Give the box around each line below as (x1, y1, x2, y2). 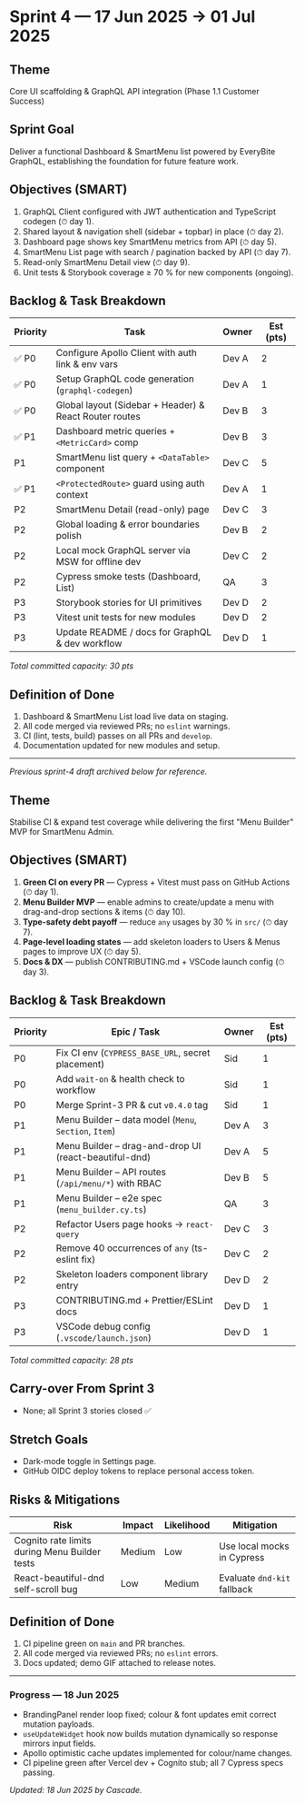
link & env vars (55, 358, 118, 371)
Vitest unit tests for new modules (55, 611, 196, 624)
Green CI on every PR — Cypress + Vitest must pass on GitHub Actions (22, 877, 290, 887)
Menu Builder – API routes (55, 1165, 166, 1178)
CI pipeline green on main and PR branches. (22, 1638, 186, 1649)
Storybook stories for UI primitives (55, 597, 202, 610)
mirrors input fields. (22, 1738, 97, 1749)
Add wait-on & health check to (55, 1072, 185, 1085)
